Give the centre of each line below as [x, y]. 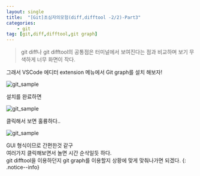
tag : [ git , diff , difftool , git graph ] [52, 34]
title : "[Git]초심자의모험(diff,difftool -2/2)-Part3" [74, 17]
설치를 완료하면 [24, 97]
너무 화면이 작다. [56, 59]
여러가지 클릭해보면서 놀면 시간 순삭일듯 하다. [59, 153]
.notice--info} [23, 167]
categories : [21, 23]
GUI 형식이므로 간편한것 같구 [40, 145]
